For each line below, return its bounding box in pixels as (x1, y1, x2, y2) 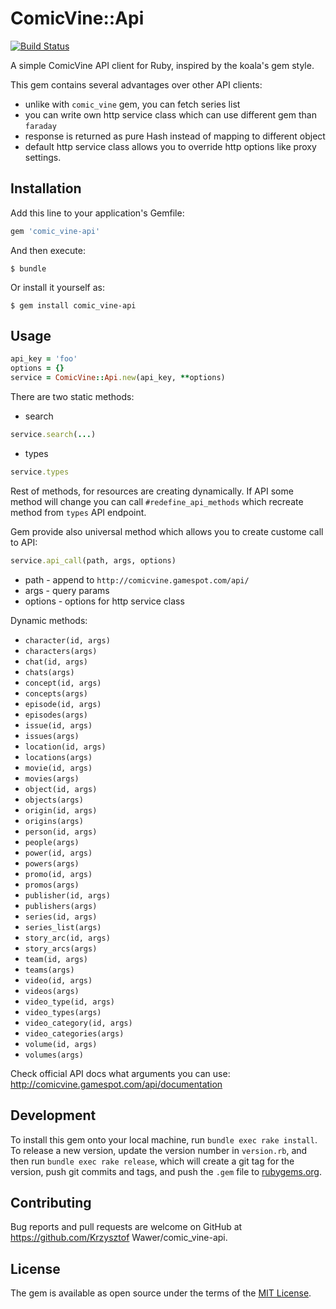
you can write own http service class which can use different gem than (24, 108, 317, 121)
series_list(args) (24, 922, 102, 932)
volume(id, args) (24, 1039, 98, 1049)
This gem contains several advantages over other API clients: (10, 78, 263, 91)
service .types (10, 467, 70, 477)
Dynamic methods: (10, 614, 88, 626)
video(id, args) (24, 975, 93, 986)
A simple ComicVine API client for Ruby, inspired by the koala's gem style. (10, 59, 315, 71)
